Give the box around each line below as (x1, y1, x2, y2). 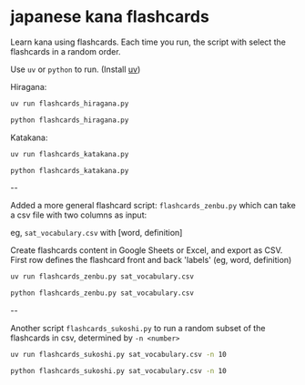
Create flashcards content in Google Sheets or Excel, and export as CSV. (10, 245, 283, 256)
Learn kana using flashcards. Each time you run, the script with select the (10, 36, 286, 47)
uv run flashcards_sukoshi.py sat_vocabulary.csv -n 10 (10, 350, 227, 360)
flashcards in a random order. (10, 46, 121, 56)
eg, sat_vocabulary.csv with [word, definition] (10, 228, 183, 238)
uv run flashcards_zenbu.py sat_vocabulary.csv (10, 272, 195, 281)
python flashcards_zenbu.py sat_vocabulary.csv (10, 289, 195, 298)
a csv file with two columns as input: (10, 209, 147, 220)
